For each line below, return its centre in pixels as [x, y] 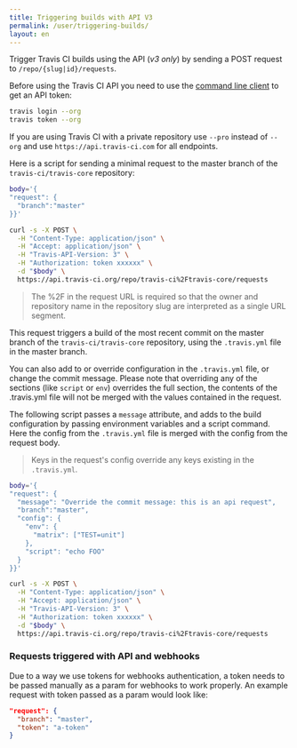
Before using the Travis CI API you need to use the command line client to [144, 86]
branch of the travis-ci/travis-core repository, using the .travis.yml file [145, 342]
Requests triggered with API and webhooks [104, 656]
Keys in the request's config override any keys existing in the [143, 459]
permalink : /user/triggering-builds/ [79, 26]
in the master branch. [48, 351]
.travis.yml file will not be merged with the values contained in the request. [145, 397]
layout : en [29, 34]
